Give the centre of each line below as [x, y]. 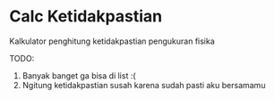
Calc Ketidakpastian [86, 16]
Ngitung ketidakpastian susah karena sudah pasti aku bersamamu [144, 85]
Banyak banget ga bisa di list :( [79, 75]
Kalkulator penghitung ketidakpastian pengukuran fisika [112, 41]
